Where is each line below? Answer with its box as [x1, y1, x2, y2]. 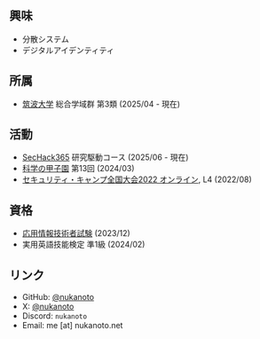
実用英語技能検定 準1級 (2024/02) [21, 239, 146, 250]
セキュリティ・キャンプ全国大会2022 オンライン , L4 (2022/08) [21, 174, 252, 185]
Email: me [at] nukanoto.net [21, 320, 123, 331]
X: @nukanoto [21, 301, 75, 312]
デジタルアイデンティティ [21, 44, 115, 55]
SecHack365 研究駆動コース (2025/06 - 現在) [21, 152, 189, 162]
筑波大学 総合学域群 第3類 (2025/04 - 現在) [21, 99, 180, 109]
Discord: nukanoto [21, 311, 87, 321]
